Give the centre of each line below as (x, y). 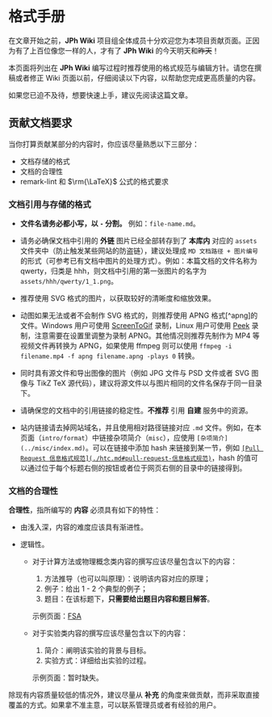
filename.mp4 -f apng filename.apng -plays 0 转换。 (109, 356)
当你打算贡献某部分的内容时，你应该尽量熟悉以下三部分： (104, 144)
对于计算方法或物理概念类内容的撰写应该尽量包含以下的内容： (135, 562)
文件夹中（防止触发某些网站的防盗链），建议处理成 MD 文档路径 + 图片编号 (139, 251)
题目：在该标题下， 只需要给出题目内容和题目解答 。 (129, 599)
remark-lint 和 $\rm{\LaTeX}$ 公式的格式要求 (94, 181)
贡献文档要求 (40, 123)
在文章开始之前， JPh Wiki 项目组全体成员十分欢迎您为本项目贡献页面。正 (130, 40)
